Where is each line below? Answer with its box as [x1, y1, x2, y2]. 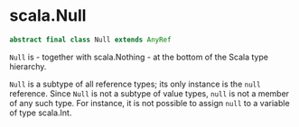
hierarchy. [9, 60, 47, 72]
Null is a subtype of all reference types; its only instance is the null [9, 78, 261, 89]
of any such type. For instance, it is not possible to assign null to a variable [9, 97, 291, 108]
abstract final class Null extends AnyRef [9, 35, 172, 44]
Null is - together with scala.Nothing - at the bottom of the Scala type [9, 51, 269, 62]
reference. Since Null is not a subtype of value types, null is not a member [9, 87, 290, 99]
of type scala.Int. [9, 107, 72, 118]
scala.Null [9, 5, 87, 26]
